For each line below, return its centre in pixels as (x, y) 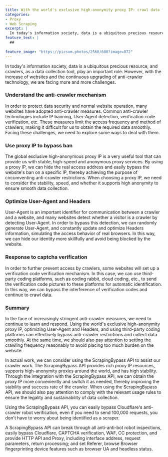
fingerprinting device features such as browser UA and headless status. (79, 448)
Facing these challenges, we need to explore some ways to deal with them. (82, 132)
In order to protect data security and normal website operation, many (76, 106)
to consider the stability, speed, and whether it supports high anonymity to (82, 183)
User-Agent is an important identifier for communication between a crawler (82, 212)
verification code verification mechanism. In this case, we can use (73, 273)
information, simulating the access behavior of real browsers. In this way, (80, 234)
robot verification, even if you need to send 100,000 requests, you (90, 412)
